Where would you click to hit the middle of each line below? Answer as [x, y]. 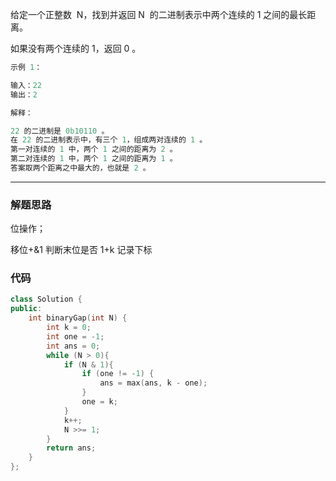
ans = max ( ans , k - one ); [153, 383]
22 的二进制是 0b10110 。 [60, 131]
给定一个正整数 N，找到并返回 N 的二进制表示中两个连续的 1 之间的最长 [159, 14]
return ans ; [71, 448]
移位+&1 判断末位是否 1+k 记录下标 [81, 250]
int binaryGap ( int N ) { [78, 318]
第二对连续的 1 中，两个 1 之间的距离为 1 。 [94, 159]
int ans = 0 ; [73, 346]
